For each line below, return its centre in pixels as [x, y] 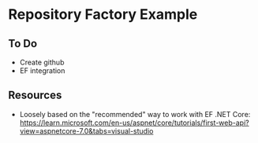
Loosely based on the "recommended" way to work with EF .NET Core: [135, 114]
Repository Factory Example [103, 15]
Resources [35, 95]
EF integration [42, 71]
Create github [42, 62]
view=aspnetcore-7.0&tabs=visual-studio [86, 130]
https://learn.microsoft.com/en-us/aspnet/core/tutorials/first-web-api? [135, 123]
